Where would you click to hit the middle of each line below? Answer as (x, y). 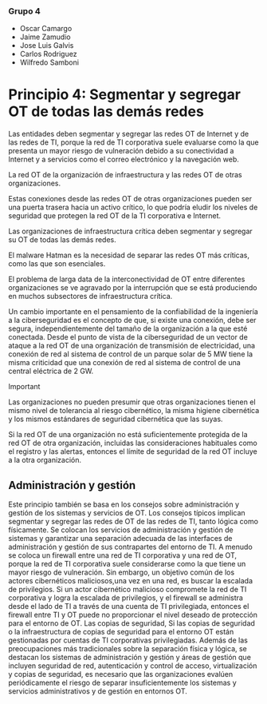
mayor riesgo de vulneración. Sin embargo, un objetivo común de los (122, 572)
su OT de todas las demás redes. (63, 240)
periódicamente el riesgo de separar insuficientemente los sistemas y (122, 683)
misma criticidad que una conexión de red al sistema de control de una (124, 363)
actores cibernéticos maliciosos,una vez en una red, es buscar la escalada (131, 581)
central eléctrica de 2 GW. (51, 371)
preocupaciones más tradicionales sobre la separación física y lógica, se (128, 649)
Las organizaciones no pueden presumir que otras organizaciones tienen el (132, 402)
